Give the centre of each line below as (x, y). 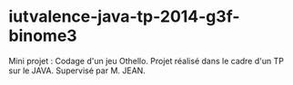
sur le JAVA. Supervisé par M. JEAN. (77, 71)
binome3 (43, 36)
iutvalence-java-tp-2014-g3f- (124, 17)
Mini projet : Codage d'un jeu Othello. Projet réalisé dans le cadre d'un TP (146, 61)
